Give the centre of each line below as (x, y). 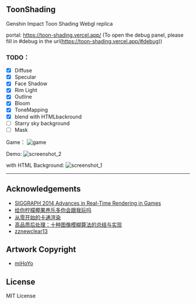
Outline (23, 97)
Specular (25, 77)
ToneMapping (31, 110)
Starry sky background (42, 123)
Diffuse (23, 71)
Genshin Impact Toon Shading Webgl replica (60, 23)
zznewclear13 (31, 231)
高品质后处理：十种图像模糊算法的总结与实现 (68, 225)
